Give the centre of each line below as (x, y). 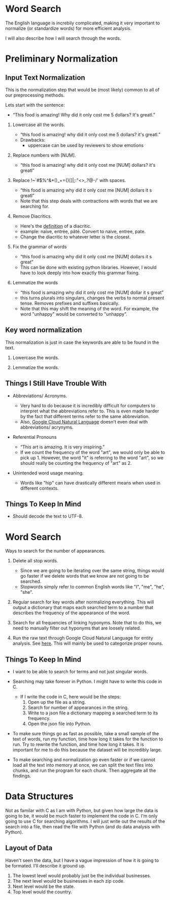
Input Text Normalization (45, 78)
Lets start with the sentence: (35, 105)
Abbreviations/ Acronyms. (40, 396)
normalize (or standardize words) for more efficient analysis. (69, 28)
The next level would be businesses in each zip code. (69, 881)
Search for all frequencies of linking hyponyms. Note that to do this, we (87, 623)
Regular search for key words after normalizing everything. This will (83, 602)
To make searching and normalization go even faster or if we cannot (84, 760)
